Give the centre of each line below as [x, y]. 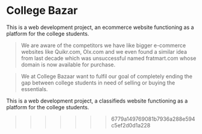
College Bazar [42, 11]
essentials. [34, 89]
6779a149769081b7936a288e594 [153, 119]
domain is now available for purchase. [68, 65]
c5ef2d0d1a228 [131, 125]
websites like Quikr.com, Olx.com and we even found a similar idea [104, 51]
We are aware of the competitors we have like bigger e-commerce [103, 45]
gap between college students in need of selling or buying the [98, 83]
